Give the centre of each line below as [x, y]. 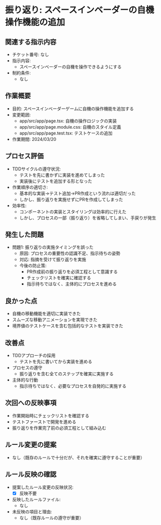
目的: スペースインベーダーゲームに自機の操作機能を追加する [73, 109]
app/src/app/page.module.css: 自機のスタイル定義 [70, 127]
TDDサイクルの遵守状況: [36, 169]
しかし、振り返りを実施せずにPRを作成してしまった [71, 199]
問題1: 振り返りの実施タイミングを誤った [53, 247]
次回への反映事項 [31, 403]
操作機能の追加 [35, 22]
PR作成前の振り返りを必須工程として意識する [72, 272]
